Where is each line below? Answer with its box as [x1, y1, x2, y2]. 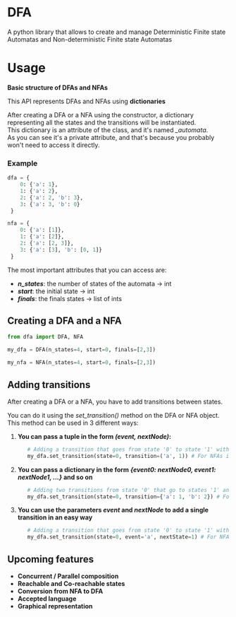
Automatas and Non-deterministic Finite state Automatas [7, 35, 173, 43]
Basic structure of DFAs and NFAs [7, 83, 108, 92]
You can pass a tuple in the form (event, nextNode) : [17, 432, 171, 440]
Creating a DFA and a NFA [7, 315, 122, 327]
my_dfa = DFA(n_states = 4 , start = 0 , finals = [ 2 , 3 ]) [7, 346, 156, 353]
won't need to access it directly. [7, 141, 100, 149]
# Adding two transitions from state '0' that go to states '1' [27, 486, 220, 493]
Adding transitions [7, 379, 91, 391]
